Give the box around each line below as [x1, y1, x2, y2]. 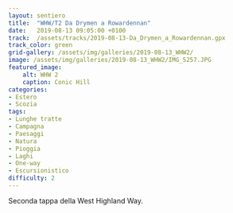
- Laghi [8, 152, 34, 160]
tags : [8, 108, 26, 116]
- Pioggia [8, 145, 41, 153]
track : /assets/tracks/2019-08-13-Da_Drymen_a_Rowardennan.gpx [8, 33, 226, 42]
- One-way [8, 160, 41, 168]
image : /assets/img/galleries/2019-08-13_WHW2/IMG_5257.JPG [8, 56, 212, 64]
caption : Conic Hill [22, 78, 91, 86]
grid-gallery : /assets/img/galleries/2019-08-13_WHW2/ [8, 48, 194, 56]
